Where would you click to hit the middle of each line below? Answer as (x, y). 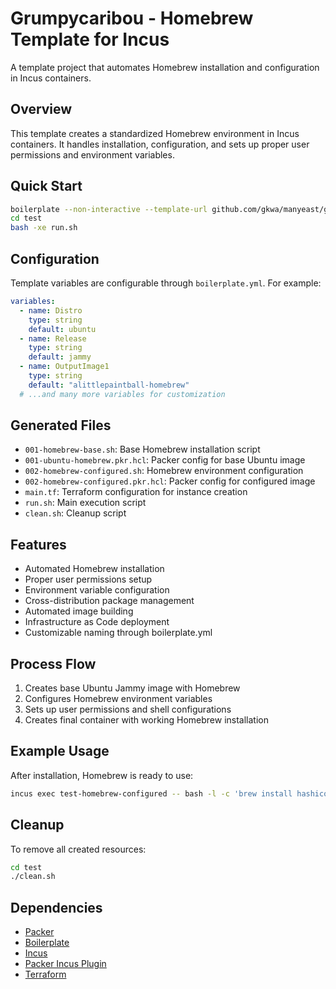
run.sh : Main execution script (85, 503)
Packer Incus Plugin (65, 964)
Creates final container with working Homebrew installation (146, 720)
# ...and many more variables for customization (122, 394)
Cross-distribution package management (109, 601)
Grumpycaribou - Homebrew (132, 18)
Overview (41, 109)
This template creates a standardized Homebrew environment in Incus (155, 133)
